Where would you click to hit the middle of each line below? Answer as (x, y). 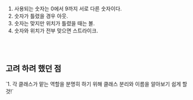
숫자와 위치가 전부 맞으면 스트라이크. (56, 31)
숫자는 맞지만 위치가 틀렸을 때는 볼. (54, 23)
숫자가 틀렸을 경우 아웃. (41, 16)
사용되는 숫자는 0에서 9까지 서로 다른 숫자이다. (68, 9)
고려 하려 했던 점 (33, 69)
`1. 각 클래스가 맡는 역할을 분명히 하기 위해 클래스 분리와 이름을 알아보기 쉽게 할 (96, 84)
